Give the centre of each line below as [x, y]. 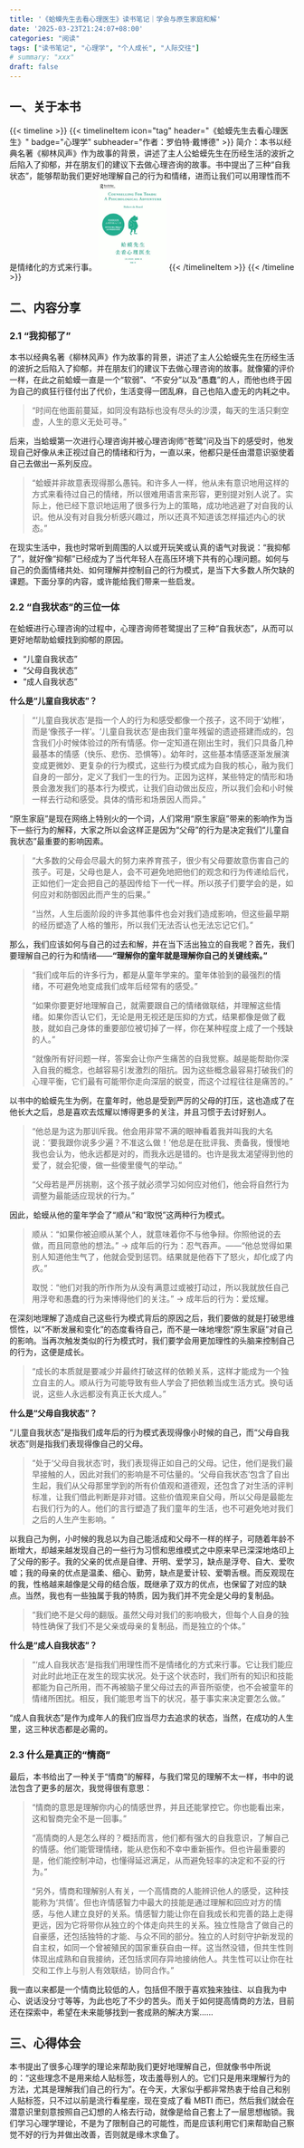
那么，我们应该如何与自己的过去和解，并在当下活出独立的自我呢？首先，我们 [152, 944]
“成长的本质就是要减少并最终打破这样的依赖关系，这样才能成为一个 [156, 1372]
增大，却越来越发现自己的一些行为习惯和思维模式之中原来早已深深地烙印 [152, 1550]
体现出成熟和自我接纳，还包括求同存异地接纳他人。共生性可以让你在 [158, 1959]
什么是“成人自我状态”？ [53, 1645]
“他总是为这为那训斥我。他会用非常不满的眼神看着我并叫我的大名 [152, 1132]
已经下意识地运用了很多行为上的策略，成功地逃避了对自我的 [174, 506]
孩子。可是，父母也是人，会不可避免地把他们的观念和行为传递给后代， [162, 872]
